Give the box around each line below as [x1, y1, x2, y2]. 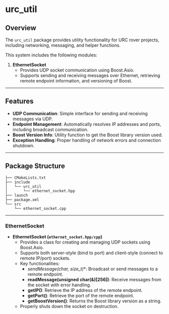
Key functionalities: [20, 260, 60, 266]
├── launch [5, 193, 28, 198]
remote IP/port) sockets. [20, 255, 71, 261]
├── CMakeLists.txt [5, 175, 46, 180]
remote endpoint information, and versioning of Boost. [20, 78, 132, 84]
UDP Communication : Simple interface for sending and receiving [12, 110, 148, 116]
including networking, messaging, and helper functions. [5, 42, 121, 48]
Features [5, 97, 34, 106]
